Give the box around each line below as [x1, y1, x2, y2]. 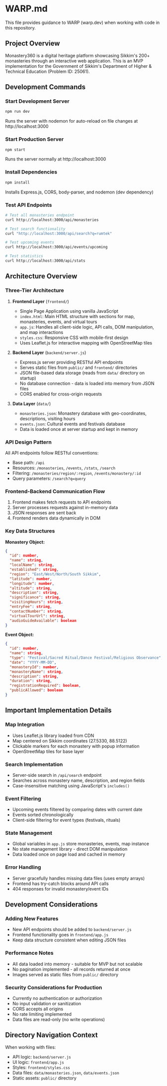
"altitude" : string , [9, 585, 52, 591]
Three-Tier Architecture [5, 287, 64, 294]
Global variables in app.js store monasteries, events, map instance [12, 841, 150, 847]
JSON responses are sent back [12, 510, 77, 516]
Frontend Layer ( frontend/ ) [12, 298, 70, 304]
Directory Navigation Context [5, 1031, 98, 1040]
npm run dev [5, 109, 30, 114]
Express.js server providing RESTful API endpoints [19, 359, 123, 365]
